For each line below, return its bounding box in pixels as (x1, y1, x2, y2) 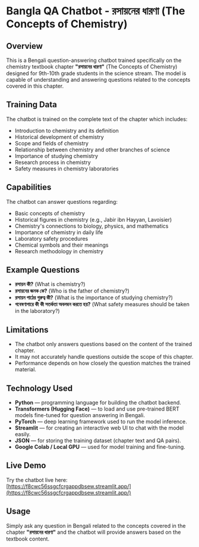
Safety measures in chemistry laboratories (14, 165, 119, 172)
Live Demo (6, 461, 46, 471)
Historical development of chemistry (14, 133, 104, 141)
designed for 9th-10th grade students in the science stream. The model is (6, 70, 187, 77)
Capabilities (6, 182, 52, 192)
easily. (14, 431, 31, 438)
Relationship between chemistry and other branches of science (14, 146, 170, 153)
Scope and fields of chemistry (14, 139, 89, 147)
